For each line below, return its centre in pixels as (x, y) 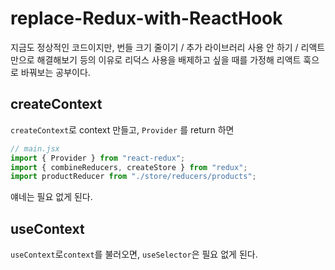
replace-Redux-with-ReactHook (146, 18)
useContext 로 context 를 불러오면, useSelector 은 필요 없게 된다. (134, 254)
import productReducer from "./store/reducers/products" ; (133, 177)
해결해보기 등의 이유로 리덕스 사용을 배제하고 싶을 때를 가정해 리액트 (169, 59)
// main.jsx (35, 148)
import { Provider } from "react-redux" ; (98, 158)
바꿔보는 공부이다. (55, 72)
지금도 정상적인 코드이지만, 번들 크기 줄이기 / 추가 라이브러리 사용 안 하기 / (154, 47)
